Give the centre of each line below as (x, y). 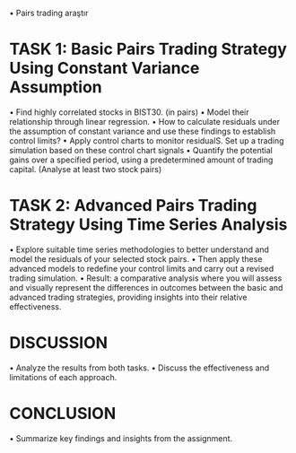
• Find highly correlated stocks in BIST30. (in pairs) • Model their (129, 112)
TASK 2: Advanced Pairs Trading (133, 206)
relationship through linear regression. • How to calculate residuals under (145, 121)
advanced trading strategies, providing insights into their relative (128, 297)
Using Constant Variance (104, 69)
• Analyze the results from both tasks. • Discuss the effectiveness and (139, 368)
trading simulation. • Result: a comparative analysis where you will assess (146, 278)
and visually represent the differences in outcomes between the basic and (146, 287)
